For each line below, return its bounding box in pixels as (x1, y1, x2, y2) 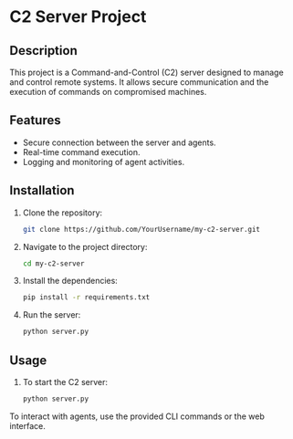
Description (9, 43, 78, 58)
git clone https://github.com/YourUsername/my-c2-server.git (22, 225, 261, 234)
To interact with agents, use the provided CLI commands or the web (9, 411, 265, 422)
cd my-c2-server (22, 258, 85, 268)
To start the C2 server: (22, 376, 108, 387)
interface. (9, 420, 46, 431)
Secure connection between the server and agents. (22, 137, 216, 148)
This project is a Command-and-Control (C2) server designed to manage (9, 67, 285, 78)
